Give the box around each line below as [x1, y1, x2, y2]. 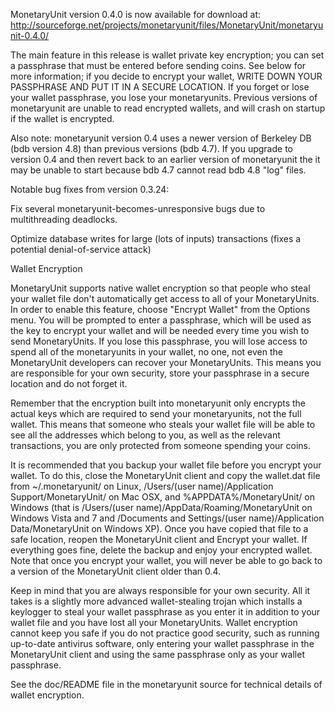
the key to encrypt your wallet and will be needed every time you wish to [10, 325, 310, 336]
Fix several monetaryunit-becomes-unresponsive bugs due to [10, 203, 266, 214]
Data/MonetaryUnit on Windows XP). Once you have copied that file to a [10, 523, 309, 534]
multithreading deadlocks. [10, 214, 118, 225]
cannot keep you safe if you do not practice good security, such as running [10, 627, 320, 639]
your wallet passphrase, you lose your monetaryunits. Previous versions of [10, 92, 318, 103]
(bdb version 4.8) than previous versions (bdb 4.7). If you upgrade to [10, 143, 293, 154]
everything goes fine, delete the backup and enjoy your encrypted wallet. [10, 544, 313, 556]
